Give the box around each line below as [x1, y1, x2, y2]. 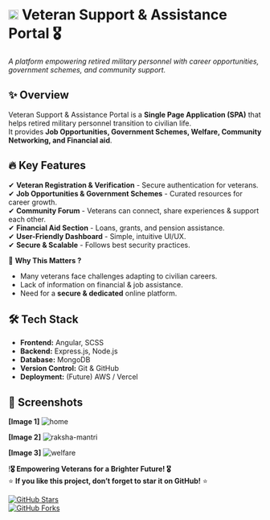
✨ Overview [8, 89, 70, 102]
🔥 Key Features [8, 159, 87, 172]
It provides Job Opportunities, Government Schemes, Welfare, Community [8, 126, 262, 136]
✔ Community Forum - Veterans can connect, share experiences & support [8, 205, 260, 215]
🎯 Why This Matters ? [8, 255, 82, 265]
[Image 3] [8, 448, 42, 458]
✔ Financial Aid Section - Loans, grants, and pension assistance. [8, 223, 225, 233]
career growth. [8, 197, 58, 207]
